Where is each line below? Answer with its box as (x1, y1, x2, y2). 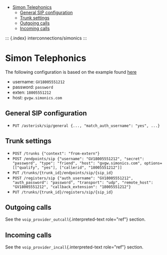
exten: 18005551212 (12, 89, 51, 95)
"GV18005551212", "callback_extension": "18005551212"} (12, 184, 131, 189)
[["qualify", (12, 165, 40, 170)
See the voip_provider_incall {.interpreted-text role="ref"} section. (5, 244, 144, 250)
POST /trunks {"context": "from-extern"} (12, 151, 100, 156)
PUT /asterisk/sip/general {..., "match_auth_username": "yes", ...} (12, 123, 161, 128)
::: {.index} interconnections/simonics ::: (5, 35, 87, 41)
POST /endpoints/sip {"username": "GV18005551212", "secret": (12, 156, 145, 161)
